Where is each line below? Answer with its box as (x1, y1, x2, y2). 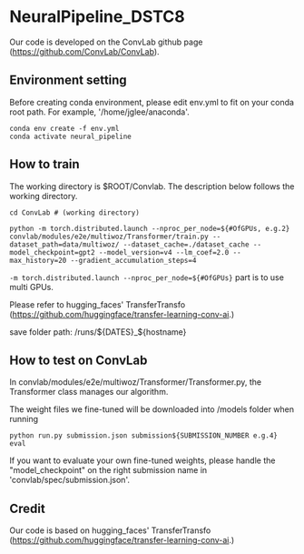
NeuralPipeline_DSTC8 (9, 6, 186, 27)
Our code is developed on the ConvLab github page (9, 36, 203, 47)
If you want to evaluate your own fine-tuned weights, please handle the (9, 455, 276, 466)
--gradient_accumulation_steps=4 (70, 256, 197, 265)
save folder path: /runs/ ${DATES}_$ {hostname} (9, 326, 187, 337)
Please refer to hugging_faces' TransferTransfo (9, 298, 186, 310)
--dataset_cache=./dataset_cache (123, 239, 250, 249)
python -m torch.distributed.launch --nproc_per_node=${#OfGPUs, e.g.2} (9, 224, 290, 233)
